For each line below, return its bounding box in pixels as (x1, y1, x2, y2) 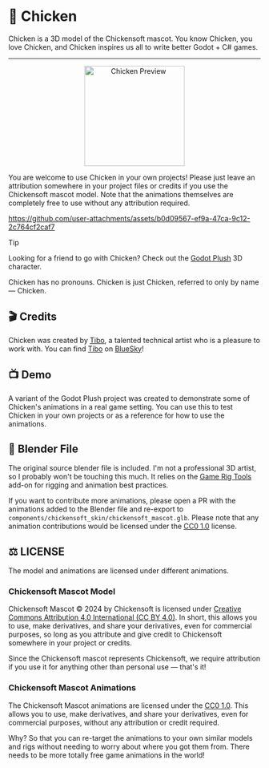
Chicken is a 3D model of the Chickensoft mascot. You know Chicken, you (8, 34, 253, 43)
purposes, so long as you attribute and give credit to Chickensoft (8, 629, 223, 640)
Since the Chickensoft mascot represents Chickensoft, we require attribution (8, 653, 261, 664)
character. (8, 261, 42, 271)
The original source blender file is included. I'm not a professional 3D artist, (8, 463, 257, 473)
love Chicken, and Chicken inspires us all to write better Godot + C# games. (8, 42, 259, 51)
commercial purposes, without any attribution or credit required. (8, 717, 220, 727)
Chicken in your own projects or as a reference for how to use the (8, 410, 225, 420)
